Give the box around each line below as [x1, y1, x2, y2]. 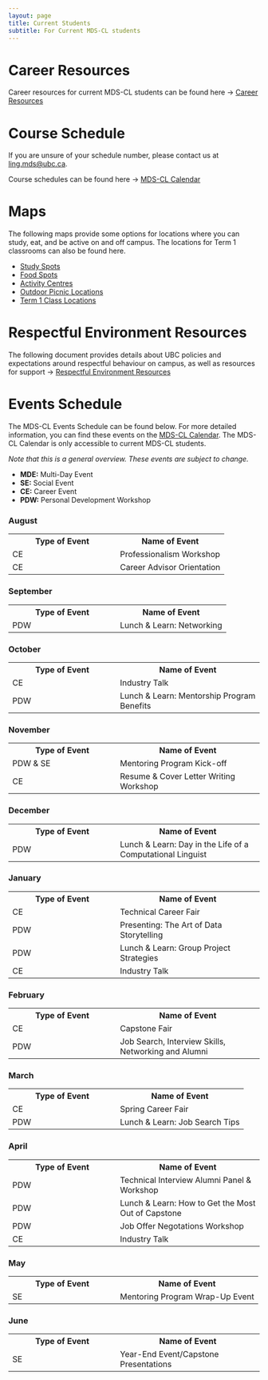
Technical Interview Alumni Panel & [120, 1174, 251, 1185]
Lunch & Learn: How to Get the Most [120, 1197, 256, 1209]
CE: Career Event [19, 487, 77, 496]
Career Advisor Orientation [120, 562, 221, 573]
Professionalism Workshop [120, 549, 221, 560]
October [8, 644, 41, 655]
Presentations [120, 1358, 172, 1370]
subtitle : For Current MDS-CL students [8, 26, 141, 34]
